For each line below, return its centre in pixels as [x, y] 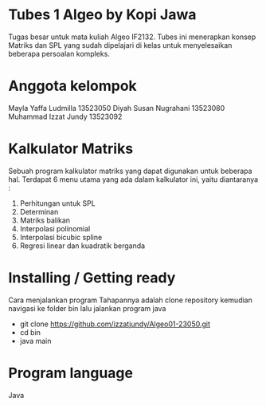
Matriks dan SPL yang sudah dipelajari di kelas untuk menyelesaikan [120, 45]
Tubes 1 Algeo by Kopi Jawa [102, 15]
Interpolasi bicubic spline [61, 237]
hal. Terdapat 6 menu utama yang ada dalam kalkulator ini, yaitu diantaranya [133, 179]
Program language [71, 373]
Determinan [39, 211]
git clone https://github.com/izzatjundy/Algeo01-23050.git [115, 324]
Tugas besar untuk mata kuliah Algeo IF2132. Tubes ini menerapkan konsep [132, 37]
